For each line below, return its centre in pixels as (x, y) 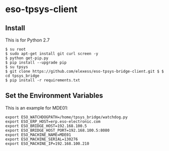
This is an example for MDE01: (37, 108)
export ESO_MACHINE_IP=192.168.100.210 (47, 143)
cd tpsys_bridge (22, 76)
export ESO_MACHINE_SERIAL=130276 (42, 139)
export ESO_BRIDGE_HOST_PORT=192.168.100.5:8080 (57, 130)
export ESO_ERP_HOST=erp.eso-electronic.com (53, 121)
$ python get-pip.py (27, 58)
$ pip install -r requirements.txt (43, 80)
